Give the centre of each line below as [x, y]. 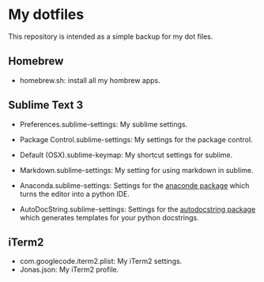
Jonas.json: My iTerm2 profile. [69, 269]
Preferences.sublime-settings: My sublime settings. [104, 124]
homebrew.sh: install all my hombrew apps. [90, 80]
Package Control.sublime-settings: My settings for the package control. [136, 139]
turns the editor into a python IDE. [75, 194]
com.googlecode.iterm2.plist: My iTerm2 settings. [101, 261]
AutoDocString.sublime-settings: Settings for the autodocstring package [138, 209]
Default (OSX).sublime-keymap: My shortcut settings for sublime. [126, 155]
